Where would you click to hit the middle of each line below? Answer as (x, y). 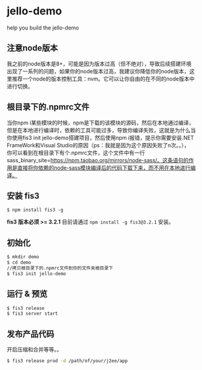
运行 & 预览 (27, 294)
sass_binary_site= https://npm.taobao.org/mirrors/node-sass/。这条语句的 (98, 160)
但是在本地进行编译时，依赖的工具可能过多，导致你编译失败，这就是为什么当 (101, 130)
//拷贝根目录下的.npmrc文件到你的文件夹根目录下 (60, 268)
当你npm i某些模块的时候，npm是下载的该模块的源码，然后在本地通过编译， (100, 123)
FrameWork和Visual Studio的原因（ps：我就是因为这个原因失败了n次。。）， (98, 145)
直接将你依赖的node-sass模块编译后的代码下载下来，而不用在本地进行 (104, 168)
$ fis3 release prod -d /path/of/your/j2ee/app (67, 361)
